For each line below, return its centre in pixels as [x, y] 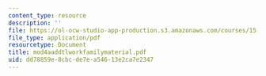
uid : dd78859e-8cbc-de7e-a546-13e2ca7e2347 [81, 60]
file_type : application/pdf [55, 38]
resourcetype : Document [47, 45]
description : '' [35, 23]
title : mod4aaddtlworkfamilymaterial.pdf [78, 52]
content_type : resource [47, 15]
